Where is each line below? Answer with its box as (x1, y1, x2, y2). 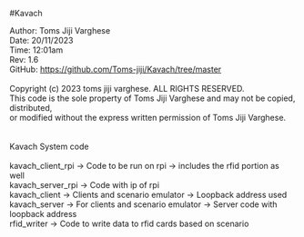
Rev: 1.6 (9, 54, 39, 64)
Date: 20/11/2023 (9, 35, 74, 45)
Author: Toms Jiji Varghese (9, 25, 111, 35)
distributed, (9, 103, 53, 113)
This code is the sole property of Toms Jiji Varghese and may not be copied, (9, 93, 296, 104)
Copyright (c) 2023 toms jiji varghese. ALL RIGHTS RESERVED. (9, 84, 245, 94)
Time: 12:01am (9, 44, 64, 55)
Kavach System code (9, 141, 89, 152)
